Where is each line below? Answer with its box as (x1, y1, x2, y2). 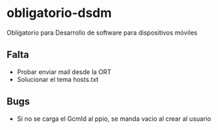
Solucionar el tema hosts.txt (16, 75, 99, 83)
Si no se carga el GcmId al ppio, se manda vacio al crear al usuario (16, 114, 212, 123)
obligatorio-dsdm (6, 5, 113, 21)
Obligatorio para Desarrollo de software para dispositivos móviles (6, 28, 197, 37)
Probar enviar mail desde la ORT (16, 67, 112, 76)
